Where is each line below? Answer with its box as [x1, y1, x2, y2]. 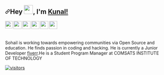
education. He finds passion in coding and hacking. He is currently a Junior [5, 45, 158, 50]
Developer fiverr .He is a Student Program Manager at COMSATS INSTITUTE [5, 50, 159, 56]
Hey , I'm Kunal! [10, 8, 68, 16]
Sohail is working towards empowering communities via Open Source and [5, 40, 155, 46]
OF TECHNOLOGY [5, 55, 43, 61]
